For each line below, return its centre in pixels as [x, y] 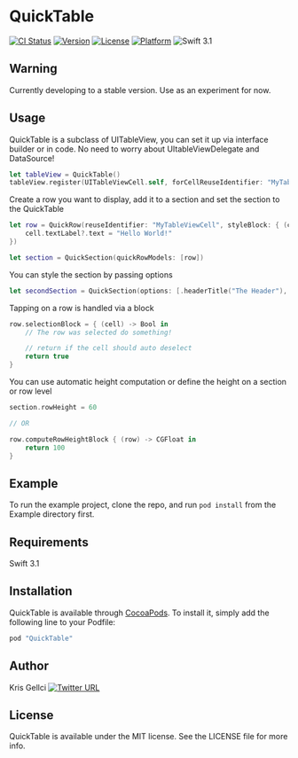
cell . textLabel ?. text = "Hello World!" [99, 234]
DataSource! [32, 158]
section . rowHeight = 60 [53, 408]
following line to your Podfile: [63, 621]
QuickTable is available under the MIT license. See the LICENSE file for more [149, 737]
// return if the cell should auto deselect [109, 348]
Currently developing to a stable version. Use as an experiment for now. [140, 90]
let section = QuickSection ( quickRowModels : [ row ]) [106, 258]
